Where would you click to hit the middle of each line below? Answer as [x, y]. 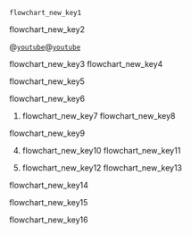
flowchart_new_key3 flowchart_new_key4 [86, 64]
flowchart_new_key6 [47, 99]
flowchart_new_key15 [49, 202]
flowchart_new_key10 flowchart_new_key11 [101, 150]
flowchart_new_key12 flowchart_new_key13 [102, 168]
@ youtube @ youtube [45, 46]
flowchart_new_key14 [49, 185]
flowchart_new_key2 [47, 29]
